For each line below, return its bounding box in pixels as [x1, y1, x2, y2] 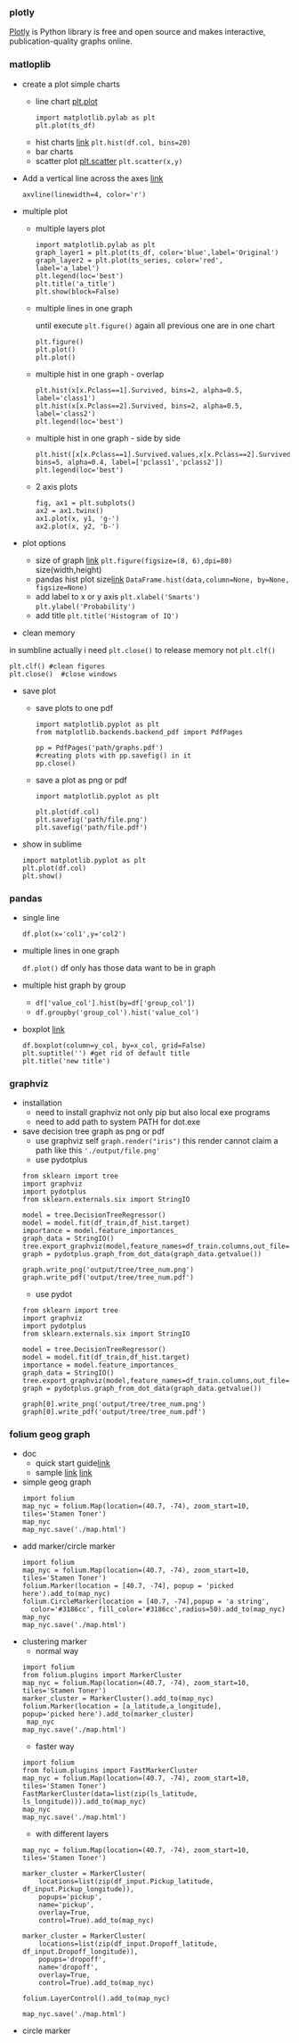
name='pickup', [38, 1900, 95, 1910]
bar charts [35, 145, 74, 157]
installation [21, 1097, 62, 1108]
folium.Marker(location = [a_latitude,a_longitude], [21, 1702, 222, 1711]
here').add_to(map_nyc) [21, 1590, 111, 1599]
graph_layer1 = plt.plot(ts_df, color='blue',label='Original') [35, 248, 279, 257]
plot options [21, 537, 67, 548]
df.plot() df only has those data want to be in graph [21, 962, 216, 973]
